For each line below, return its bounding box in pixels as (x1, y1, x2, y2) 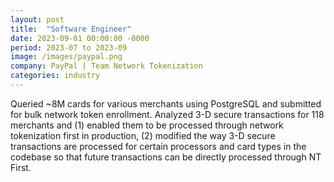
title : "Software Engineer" (10, 24, 132, 34)
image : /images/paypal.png (10, 52, 123, 62)
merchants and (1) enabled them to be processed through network (10, 119, 284, 131)
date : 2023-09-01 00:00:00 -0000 (10, 33, 150, 43)
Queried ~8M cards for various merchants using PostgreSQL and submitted (10, 97, 322, 110)
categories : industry (10, 71, 101, 81)
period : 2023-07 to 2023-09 (10, 42, 128, 53)
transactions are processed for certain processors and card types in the (10, 140, 307, 152)
